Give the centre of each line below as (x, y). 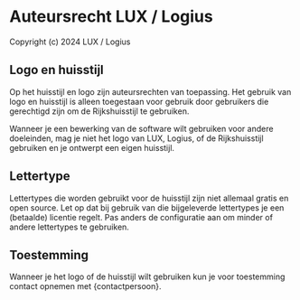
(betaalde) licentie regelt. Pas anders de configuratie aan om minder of (141, 217)
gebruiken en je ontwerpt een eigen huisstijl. (92, 147)
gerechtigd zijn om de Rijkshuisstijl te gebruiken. (99, 111)
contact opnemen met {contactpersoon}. (85, 286)
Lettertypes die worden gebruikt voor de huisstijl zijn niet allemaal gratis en (149, 198)
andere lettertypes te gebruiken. (69, 227)
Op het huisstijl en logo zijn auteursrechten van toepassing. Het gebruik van (150, 91)
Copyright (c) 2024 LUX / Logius (70, 42)
